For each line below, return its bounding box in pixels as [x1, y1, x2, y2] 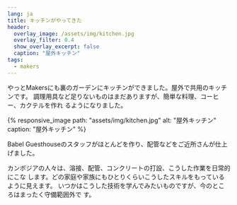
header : [7, 23, 30, 30]
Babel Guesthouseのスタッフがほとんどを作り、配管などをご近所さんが [7, 139, 216, 148]
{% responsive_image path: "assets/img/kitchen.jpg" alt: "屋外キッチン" [7, 116, 217, 124]
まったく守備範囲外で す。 [19, 190, 96, 199]
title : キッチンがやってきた [7, 17, 83, 24]
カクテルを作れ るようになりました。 [19, 100, 127, 110]
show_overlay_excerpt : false [13, 43, 100, 50]
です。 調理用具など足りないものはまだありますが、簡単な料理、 [13, 92, 201, 100]
